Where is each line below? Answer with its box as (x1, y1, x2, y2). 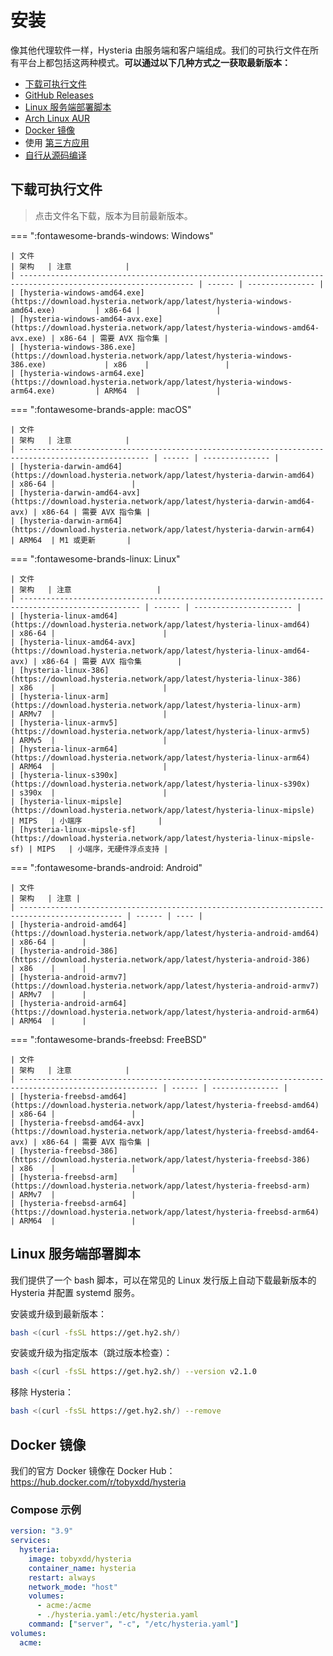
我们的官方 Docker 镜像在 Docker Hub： (10, 1465, 176, 1476)
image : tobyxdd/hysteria (28, 1554, 132, 1564)
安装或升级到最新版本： (10, 1307, 107, 1320)
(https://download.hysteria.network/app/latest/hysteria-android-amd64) (10, 928, 320, 938)
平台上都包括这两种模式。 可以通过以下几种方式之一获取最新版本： (18, 56, 291, 68)
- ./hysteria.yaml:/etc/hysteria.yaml (36, 1610, 199, 1620)
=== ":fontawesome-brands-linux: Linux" (10, 552, 181, 565)
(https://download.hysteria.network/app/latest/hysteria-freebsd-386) (10, 1154, 311, 1165)
